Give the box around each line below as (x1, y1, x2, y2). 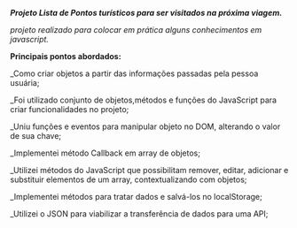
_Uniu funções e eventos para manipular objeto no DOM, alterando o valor (10, 121, 281, 132)
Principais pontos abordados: (10, 51, 122, 61)
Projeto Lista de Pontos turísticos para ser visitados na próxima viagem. (10, 8, 283, 18)
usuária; (10, 78, 40, 87)
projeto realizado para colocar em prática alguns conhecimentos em (10, 25, 262, 34)
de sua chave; (10, 131, 62, 141)
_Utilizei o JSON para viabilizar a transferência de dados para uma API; (10, 209, 269, 219)
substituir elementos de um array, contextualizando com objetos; (10, 174, 247, 185)
